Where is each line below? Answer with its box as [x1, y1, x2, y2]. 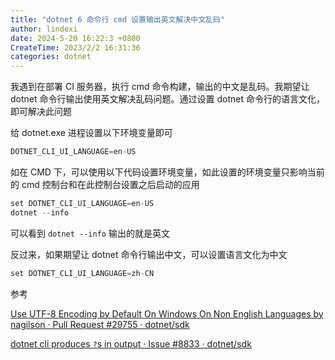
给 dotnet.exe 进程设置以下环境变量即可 [10, 127, 173, 139]
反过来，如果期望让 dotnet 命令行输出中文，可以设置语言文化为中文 [10, 248, 288, 260]
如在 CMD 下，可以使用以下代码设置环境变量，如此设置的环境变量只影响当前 [10, 166, 325, 178]
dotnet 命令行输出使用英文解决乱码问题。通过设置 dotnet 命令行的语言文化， [10, 93, 325, 105]
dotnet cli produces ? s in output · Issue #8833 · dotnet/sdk [10, 337, 252, 350]
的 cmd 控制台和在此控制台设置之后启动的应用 [10, 179, 200, 190]
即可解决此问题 [10, 106, 72, 118]
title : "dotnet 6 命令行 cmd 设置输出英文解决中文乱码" [10, 14, 226, 25]
